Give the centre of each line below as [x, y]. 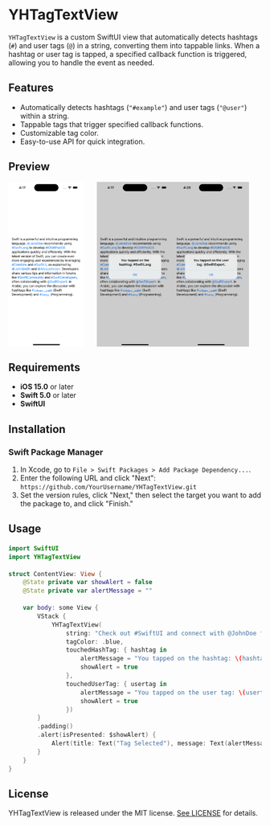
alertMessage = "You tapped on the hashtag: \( [161, 659]
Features [31, 88]
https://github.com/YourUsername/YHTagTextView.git [108, 488]
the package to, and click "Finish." [77, 504]
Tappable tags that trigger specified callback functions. [111, 124]
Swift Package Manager [56, 452]
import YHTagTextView [45, 557]
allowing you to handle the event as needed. [82, 63]
